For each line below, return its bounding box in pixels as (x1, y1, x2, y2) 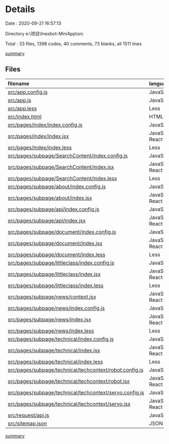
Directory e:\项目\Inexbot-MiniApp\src (5, 30, 84, 36)
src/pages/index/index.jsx (8, 133, 69, 140)
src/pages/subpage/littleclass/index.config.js (8, 259, 115, 266)
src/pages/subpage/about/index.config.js (8, 183, 106, 190)
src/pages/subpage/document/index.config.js (8, 228, 117, 235)
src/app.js (8, 97, 32, 104)
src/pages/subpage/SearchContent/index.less (8, 175, 117, 182)
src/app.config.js (8, 88, 48, 95)
